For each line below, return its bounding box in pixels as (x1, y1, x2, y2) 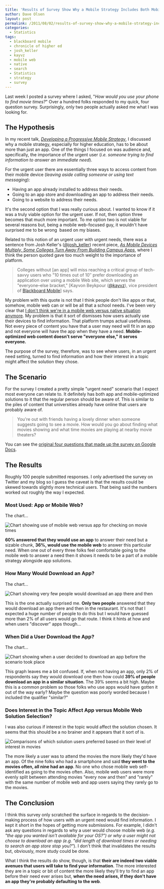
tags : (5, 35, 16, 40)
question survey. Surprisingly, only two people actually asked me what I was (5, 104, 159, 110)
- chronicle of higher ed (9, 44, 62, 48)
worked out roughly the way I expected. (5, 489, 85, 495)
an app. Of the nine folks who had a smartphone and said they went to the (5, 759, 155, 765)
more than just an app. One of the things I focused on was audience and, (5, 146, 152, 152)
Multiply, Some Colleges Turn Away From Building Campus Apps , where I (5, 247, 152, 253)
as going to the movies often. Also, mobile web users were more (25, 769, 155, 775)
